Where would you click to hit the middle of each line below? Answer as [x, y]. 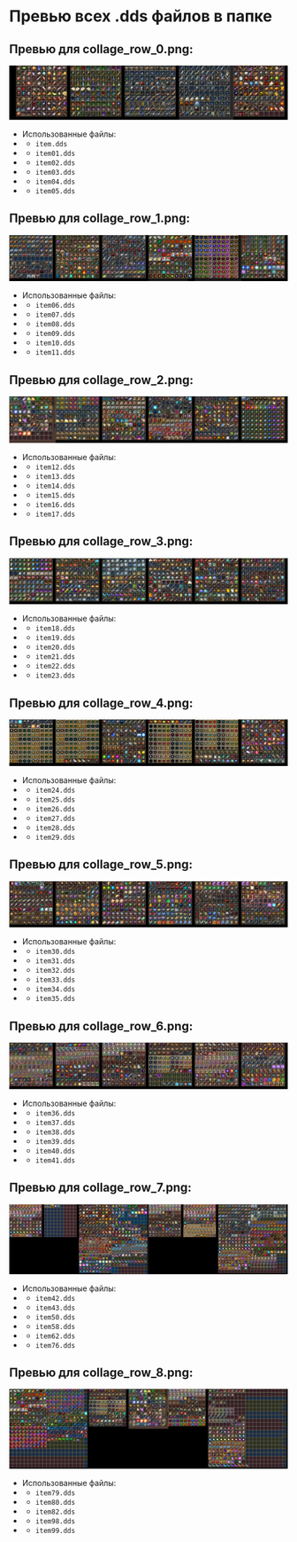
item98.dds [55, 1522]
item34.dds [55, 990]
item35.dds [55, 999]
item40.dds [55, 1151]
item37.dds [55, 1123]
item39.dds [55, 1141]
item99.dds [55, 1531]
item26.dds [55, 809]
